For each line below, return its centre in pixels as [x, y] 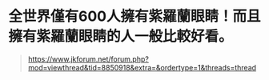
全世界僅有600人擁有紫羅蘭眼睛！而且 [134, 16]
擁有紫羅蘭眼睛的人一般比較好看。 [121, 36]
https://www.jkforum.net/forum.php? [88, 59]
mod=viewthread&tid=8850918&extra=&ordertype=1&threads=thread [142, 67]
